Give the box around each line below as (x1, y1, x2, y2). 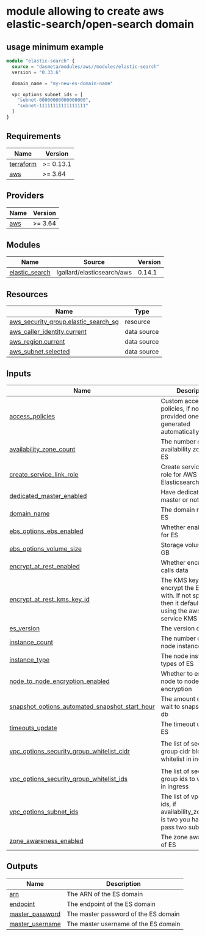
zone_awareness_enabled (9, 836, 84, 845)
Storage (160, 540, 184, 549)
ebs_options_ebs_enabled (9, 527, 84, 535)
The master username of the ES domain (67, 919, 181, 928)
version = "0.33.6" (12, 69, 62, 75)
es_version (9, 624, 40, 632)
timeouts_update (9, 723, 57, 732)
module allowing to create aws (6, 4, 165, 18)
